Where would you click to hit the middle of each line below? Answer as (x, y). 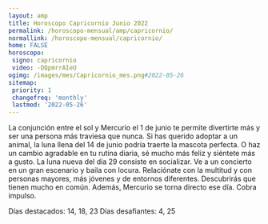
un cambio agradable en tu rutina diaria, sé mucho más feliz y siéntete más (132, 154)
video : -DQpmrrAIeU (44, 68)
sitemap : (23, 82)
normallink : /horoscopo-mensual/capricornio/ (85, 38)
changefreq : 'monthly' (50, 98)
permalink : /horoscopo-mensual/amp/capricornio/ (91, 30)
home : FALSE (28, 46)
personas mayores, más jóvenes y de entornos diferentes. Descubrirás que (132, 179)
